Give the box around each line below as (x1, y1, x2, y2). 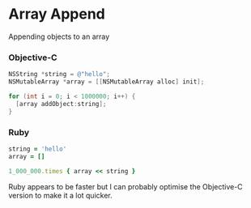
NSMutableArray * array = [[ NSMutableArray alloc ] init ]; (8, 78, 205, 86)
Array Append (8, 5, 105, 23)
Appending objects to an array (8, 32, 110, 41)
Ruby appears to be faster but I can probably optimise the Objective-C (8, 181, 243, 191)
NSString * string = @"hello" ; (8, 70, 111, 79)
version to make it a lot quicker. (8, 190, 113, 200)
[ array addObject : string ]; (15, 100, 107, 108)
